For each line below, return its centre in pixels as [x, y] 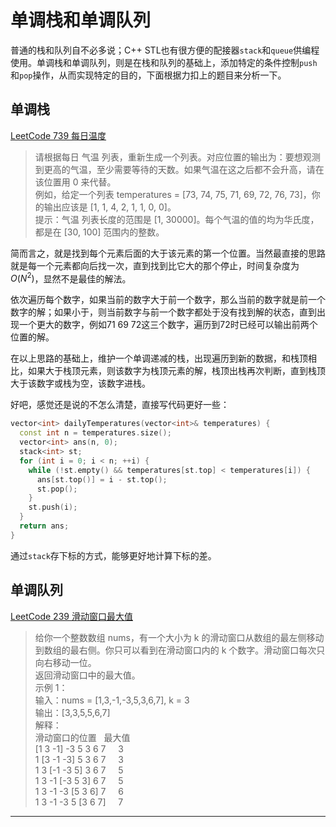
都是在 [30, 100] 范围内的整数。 [99, 232]
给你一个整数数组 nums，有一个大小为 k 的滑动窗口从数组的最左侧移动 [179, 637]
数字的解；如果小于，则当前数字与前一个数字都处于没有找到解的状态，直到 [163, 312]
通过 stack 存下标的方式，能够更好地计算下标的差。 [113, 555]
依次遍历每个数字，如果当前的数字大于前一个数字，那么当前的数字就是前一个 [168, 300]
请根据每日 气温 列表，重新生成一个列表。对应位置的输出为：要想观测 [177, 157]
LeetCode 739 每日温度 [58, 135]
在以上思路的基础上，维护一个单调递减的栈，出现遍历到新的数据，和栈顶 [159, 358]
